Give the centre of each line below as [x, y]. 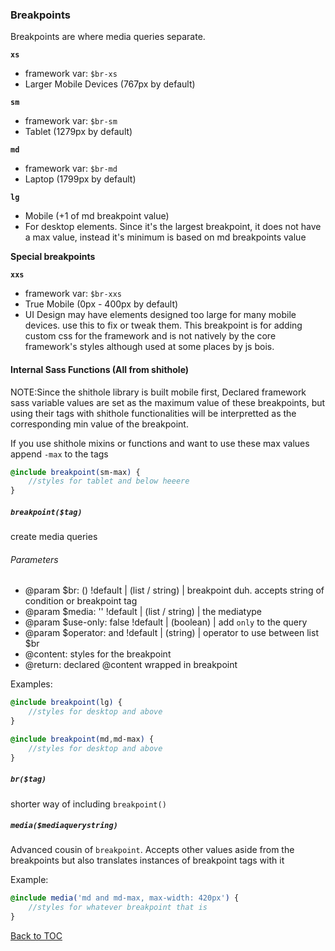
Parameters [34, 559]
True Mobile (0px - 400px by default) [101, 304]
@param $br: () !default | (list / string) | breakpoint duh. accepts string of [174, 590]
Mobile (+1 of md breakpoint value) [97, 216]
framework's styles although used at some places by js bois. [149, 347]
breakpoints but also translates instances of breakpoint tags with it [147, 860]
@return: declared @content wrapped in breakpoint [131, 665]
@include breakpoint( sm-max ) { [75, 472]
